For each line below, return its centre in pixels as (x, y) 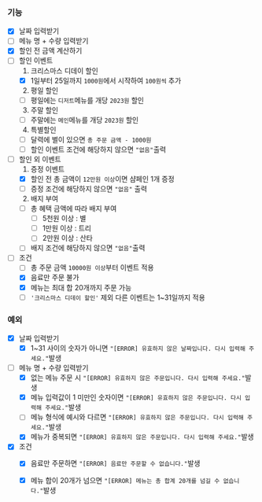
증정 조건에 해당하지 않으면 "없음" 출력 (89, 188)
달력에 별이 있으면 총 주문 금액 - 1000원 (91, 139)
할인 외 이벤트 (40, 159)
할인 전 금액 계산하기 (50, 51)
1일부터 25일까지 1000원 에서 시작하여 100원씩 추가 (106, 80)
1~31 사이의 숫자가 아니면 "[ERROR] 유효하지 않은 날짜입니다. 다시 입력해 (138, 349)
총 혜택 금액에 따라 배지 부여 (74, 209)
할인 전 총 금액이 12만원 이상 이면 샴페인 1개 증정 (102, 179)
